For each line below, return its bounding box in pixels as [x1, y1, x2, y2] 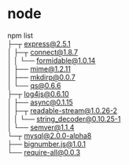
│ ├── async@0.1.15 [7, 97, 74, 107]
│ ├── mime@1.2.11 [7, 64, 72, 73]
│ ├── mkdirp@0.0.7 [7, 72, 76, 82]
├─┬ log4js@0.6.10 [7, 89, 70, 98]
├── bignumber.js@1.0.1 [7, 139, 86, 148]
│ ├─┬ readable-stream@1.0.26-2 [7, 105, 118, 115]
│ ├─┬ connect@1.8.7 [7, 47, 79, 57]
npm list [7, 31, 33, 40]
